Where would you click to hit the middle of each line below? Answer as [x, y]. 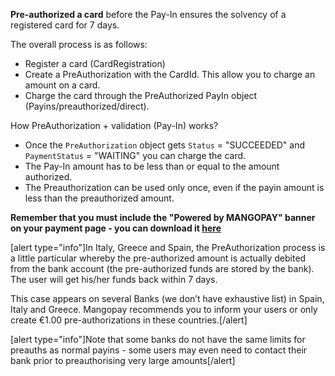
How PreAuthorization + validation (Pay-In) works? [114, 125]
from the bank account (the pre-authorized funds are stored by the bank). [162, 268]
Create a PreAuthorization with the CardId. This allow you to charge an [170, 74]
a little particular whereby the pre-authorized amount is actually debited [158, 258]
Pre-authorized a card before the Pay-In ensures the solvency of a [148, 14]
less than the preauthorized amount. [99, 198]
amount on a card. [62, 85]
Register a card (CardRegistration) [95, 63]
